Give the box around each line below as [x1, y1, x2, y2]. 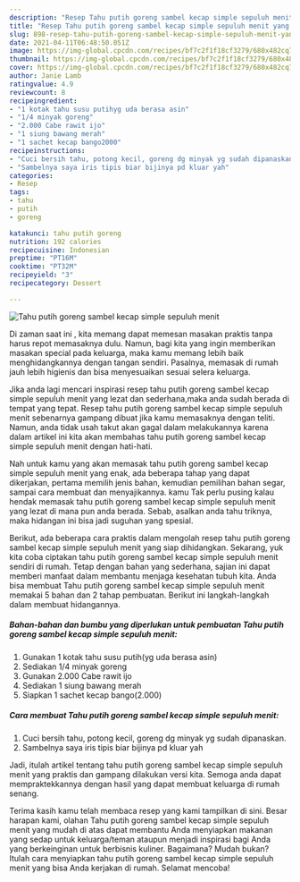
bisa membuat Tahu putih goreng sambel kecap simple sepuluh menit [9, 580, 265, 590]
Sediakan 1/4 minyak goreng [21, 661, 128, 672]
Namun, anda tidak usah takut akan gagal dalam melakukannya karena [9, 421, 270, 432]
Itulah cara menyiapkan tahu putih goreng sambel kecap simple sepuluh [9, 852, 274, 863]
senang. [9, 788, 39, 799]
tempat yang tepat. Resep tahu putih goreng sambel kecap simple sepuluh [9, 403, 283, 413]
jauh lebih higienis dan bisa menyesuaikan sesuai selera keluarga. [9, 366, 252, 377]
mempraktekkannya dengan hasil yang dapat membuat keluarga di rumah [9, 778, 279, 789]
